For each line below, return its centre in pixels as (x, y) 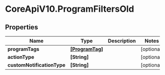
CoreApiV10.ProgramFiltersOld (69, 9)
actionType (21, 57)
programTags (24, 49)
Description (122, 41)
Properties (22, 27)
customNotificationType (37, 65)
